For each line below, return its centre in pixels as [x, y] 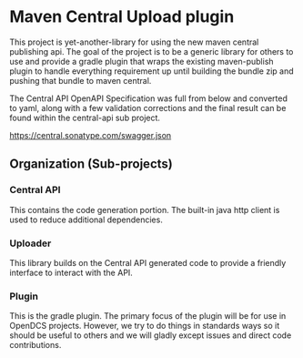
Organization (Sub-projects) [91, 164]
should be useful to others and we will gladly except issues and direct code [151, 335]
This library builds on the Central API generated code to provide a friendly [148, 262]
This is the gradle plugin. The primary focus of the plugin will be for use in [148, 316]
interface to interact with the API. [71, 272]
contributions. [35, 345]
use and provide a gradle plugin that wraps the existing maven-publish [142, 61]
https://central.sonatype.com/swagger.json [91, 135]
